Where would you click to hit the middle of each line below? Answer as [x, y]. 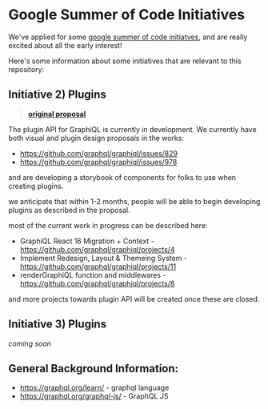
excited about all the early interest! [65, 45]
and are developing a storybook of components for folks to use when [122, 177]
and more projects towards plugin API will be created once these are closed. [134, 299]
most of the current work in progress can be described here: [108, 225]
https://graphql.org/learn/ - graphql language [94, 388]
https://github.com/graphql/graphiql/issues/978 [98, 162]
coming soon [30, 343]
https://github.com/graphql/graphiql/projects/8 [97, 283]
